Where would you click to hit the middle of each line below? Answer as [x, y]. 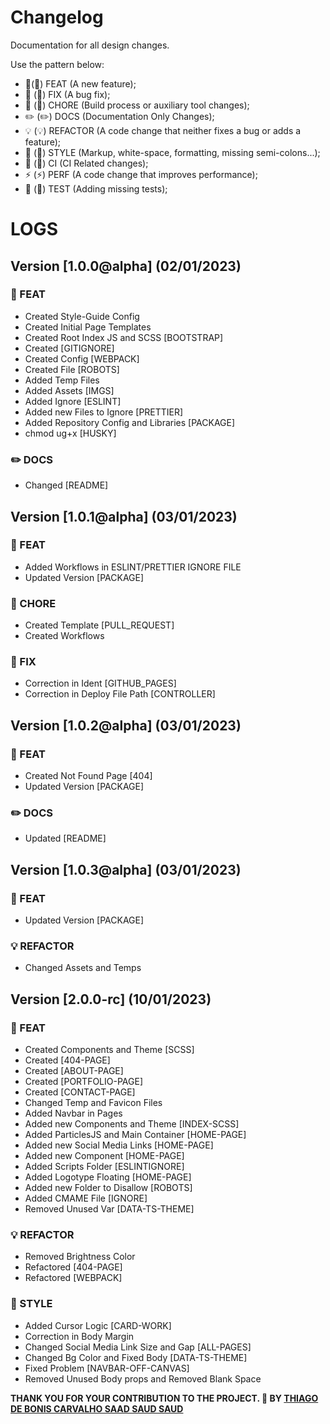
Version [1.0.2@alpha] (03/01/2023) [126, 725]
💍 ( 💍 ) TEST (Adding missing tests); [96, 188]
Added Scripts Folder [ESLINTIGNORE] [104, 1167]
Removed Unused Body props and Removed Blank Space [143, 1378]
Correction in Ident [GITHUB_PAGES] [100, 683]
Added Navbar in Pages [73, 1113]
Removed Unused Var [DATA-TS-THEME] [109, 1209]
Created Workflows [64, 636]
